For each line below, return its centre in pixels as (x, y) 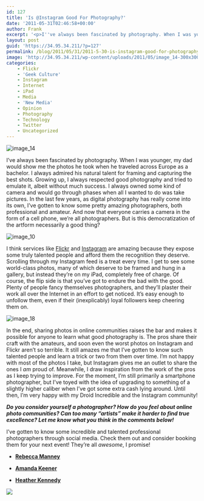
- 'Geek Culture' (39, 74)
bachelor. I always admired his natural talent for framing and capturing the (99, 173)
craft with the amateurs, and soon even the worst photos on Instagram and (100, 343)
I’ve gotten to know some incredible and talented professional (83, 432)
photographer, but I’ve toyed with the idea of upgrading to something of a (98, 382)
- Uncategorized (38, 131)
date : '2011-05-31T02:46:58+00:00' (51, 23)
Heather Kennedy (38, 480)
